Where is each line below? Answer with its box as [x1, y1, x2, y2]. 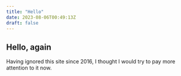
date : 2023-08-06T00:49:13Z [6, 14, 76, 20]
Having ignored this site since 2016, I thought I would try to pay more [6, 58, 176, 65]
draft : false [6, 20, 39, 26]
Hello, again [6, 42, 52, 52]
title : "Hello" [6, 8, 44, 15]
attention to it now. [6, 64, 52, 72]
